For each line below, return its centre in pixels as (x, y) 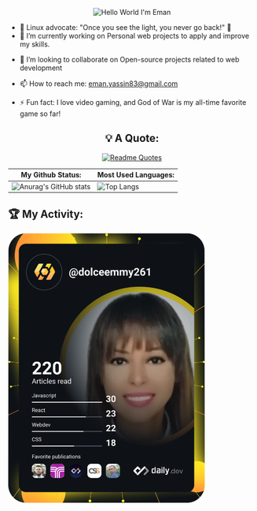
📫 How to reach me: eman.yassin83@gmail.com (99, 84)
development (41, 68)
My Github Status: (51, 175)
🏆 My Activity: (46, 214)
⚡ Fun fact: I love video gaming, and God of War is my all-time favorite (133, 102)
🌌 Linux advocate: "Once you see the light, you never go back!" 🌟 (125, 27)
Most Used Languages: (136, 175)
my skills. (35, 44)
